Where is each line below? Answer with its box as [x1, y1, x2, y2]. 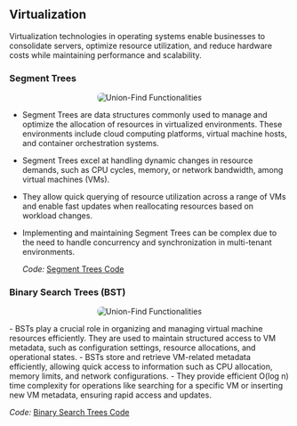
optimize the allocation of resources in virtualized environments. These [21, 119, 283, 130]
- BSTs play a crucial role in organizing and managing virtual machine [9, 324, 263, 334]
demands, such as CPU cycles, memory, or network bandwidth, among [21, 165, 284, 176]
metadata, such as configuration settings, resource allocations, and [9, 342, 256, 353]
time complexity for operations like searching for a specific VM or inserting [9, 381, 283, 391]
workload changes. [21, 210, 93, 221]
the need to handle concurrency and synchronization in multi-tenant [21, 237, 272, 248]
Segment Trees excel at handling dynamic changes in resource [21, 155, 253, 166]
